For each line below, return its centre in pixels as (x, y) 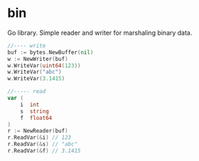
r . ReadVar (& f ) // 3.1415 (44, 151)
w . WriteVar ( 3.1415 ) (36, 79)
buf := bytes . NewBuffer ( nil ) (50, 52)
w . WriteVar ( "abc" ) (34, 72)
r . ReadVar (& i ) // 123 (39, 138)
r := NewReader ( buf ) (38, 131)
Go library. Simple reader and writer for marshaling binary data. (100, 33)
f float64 (36, 118)
